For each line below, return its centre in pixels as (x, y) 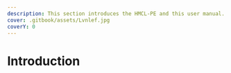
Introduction (44, 61)
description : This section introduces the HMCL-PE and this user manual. (116, 14)
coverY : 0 (22, 26)
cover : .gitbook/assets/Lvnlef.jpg (59, 20)
